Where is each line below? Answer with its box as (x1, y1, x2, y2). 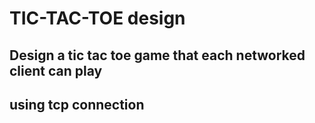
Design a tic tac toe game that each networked (9, 47, 306, 64)
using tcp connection (9, 96, 145, 113)
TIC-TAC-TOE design (9, 7, 186, 30)
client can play (9, 62, 103, 79)
